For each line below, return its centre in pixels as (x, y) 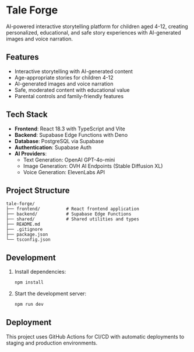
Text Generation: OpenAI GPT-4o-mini (69, 160)
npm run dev (29, 305)
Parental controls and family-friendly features (69, 96)
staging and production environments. (52, 343)
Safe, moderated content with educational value (72, 90)
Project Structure (38, 190)
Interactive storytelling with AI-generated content (73, 71)
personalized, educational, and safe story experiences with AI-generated (94, 32)
